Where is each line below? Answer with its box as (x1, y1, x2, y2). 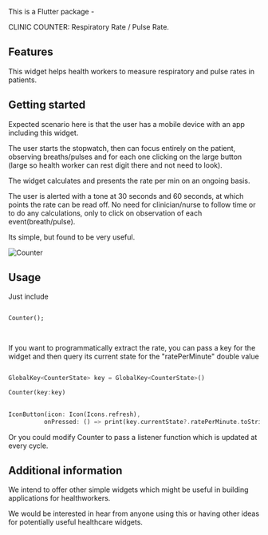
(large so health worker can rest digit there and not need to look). (8, 160, 223, 170)
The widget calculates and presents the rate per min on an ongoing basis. (8, 176, 250, 185)
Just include (8, 291, 49, 302)
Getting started (8, 98, 86, 112)
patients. (8, 75, 37, 85)
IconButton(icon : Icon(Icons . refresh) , (8, 410, 141, 418)
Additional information (8, 463, 123, 478)
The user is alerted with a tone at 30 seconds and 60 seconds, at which (8, 191, 244, 200)
